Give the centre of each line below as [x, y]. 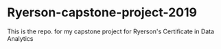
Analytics [20, 38]
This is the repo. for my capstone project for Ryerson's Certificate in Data [111, 31]
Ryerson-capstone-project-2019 [102, 13]
